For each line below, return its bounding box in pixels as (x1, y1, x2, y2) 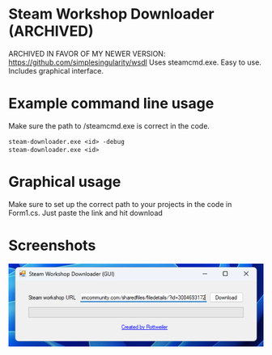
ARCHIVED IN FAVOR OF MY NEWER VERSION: (8, 49, 166, 58)
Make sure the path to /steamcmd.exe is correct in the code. (8, 120, 210, 130)
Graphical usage (8, 173, 121, 191)
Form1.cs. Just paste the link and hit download (8, 208, 164, 218)
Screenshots (8, 236, 96, 255)
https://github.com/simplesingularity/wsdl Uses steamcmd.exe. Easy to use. (8, 57, 261, 67)
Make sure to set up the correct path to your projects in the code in (8, 199, 232, 209)
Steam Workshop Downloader (8, 5, 215, 23)
